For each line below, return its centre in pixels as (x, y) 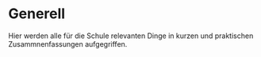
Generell (37, 14)
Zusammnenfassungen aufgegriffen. (68, 44)
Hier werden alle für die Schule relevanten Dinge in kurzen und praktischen (131, 36)
